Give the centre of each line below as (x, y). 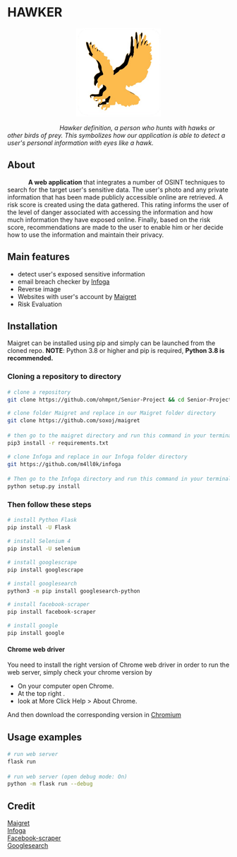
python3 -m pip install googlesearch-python (74, 591)
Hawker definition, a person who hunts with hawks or (137, 127)
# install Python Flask (42, 520)
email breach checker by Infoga (63, 281)
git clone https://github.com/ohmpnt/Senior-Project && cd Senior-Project (120, 400)
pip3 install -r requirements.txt (58, 443)
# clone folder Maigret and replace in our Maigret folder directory (112, 413)
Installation (32, 326)
